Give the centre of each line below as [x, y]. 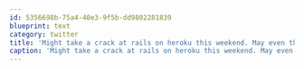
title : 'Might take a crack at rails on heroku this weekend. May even [147, 43]
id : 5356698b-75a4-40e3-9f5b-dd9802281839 [90, 17]
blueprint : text [40, 26]
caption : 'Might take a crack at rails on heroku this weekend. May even [152, 51]
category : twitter [44, 34]
